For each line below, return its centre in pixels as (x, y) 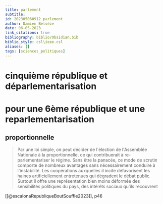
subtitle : (15, 14)
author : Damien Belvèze (30, 24)
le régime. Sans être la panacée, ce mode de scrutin (104, 160)
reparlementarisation (50, 119)
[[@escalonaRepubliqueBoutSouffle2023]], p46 (54, 196)
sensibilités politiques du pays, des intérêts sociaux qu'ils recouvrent (87, 186)
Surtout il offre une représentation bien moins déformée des (79, 181)
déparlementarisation (51, 86)
